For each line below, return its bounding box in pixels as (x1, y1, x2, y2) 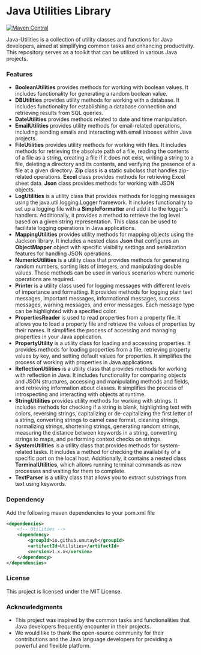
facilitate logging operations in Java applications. (14, 225, 136, 232)
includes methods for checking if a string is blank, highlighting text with (14, 403, 192, 411)
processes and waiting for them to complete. (14, 468, 126, 475)
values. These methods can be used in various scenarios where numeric (14, 269, 195, 276)
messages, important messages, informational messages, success (14, 295, 180, 302)
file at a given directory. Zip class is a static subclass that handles (14, 167, 178, 174)
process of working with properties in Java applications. (14, 359, 154, 366)
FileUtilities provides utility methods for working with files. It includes (14, 141, 187, 149)
